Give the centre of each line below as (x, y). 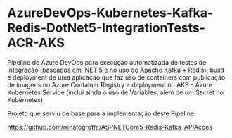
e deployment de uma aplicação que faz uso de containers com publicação (116, 77)
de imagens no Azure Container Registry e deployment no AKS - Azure (110, 84)
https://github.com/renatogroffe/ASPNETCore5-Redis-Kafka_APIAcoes (110, 127)
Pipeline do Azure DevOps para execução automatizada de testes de (107, 62)
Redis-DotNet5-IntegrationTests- (107, 28)
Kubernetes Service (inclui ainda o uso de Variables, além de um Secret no (115, 92)
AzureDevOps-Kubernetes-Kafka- (110, 13)
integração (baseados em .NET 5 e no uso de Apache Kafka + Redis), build (116, 70)
